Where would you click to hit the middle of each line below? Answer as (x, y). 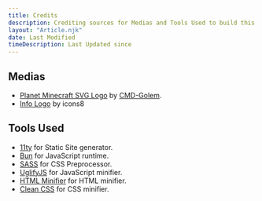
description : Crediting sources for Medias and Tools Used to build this (132, 23)
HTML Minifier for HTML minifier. (73, 181)
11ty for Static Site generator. (66, 147)
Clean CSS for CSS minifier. (64, 188)
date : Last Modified (42, 37)
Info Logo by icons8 (52, 104)
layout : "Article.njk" (45, 30)
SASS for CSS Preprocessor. (66, 164)
